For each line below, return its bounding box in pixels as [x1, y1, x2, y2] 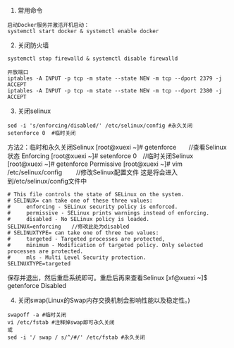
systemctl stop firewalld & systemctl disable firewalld [7, 55, 178, 62]
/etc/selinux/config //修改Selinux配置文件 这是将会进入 [7, 168, 178, 176]
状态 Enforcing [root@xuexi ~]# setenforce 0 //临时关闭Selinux [7, 152, 194, 160]
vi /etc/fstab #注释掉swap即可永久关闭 [7, 319, 115, 326]
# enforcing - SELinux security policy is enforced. [7, 203, 178, 210]
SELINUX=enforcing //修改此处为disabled [7, 223, 130, 230]
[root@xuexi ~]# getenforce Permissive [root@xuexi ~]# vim [7, 160, 183, 168]
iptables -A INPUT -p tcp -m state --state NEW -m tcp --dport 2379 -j [7, 75, 222, 82]
